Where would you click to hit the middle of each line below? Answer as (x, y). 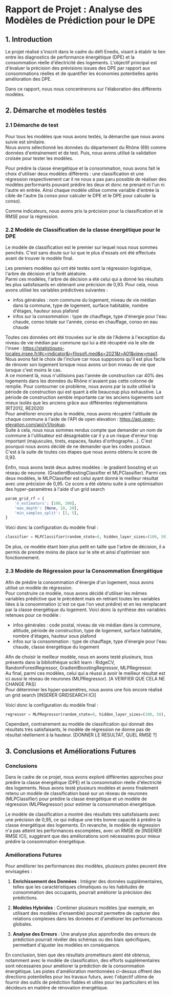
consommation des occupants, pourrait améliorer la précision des (82, 892)
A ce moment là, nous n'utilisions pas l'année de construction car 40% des (84, 375)
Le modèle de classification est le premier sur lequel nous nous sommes (81, 247)
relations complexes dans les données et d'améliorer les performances (88, 919)
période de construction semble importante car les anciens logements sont (84, 397)
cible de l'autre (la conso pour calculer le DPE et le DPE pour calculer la (81, 195)
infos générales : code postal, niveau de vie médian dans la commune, (87, 625)
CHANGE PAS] (21, 684)
